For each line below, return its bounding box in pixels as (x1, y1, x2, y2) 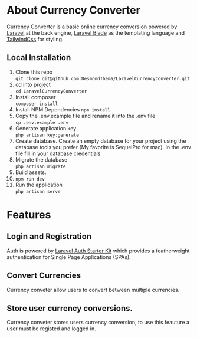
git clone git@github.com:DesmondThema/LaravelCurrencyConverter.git (15, 76, 191, 81)
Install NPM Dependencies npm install (15, 106, 111, 113)
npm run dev (15, 176, 45, 182)
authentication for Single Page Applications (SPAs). (6, 253, 132, 260)
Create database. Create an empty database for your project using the (15, 137, 186, 145)
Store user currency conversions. (6, 303, 133, 313)
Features (6, 208, 51, 221)
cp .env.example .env (15, 119, 68, 126)
